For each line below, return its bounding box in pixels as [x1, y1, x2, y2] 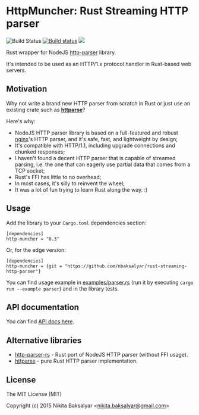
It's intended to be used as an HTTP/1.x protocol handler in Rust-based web [6, 60, 192, 67]
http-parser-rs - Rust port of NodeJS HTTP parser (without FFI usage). [14, 351, 188, 358]
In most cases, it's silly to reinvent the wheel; [14, 180, 125, 187]
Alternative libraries [6, 335, 82, 345]
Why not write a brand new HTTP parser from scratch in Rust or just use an [6, 99, 191, 107]
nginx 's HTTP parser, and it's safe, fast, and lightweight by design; [14, 135, 178, 142]
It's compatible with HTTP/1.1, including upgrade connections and [14, 142, 175, 149]
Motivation [6, 84, 48, 94]
